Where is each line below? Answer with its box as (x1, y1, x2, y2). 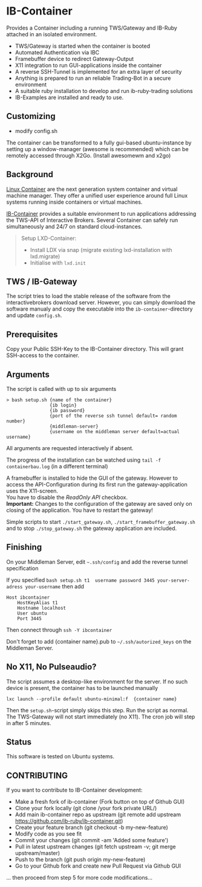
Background (6, 169, 53, 179)
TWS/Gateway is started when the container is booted (15, 42, 150, 50)
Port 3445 (17, 615, 42, 622)
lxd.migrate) (30, 253, 60, 260)
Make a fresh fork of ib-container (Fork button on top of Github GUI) (15, 798, 185, 805)
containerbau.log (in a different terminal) (6, 463, 108, 469)
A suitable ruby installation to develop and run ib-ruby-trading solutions (15, 87, 194, 94)
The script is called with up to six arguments (6, 385, 117, 392)
